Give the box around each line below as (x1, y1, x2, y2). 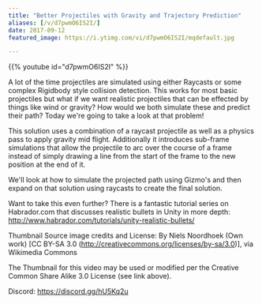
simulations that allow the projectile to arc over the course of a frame (8, 143, 233, 152)
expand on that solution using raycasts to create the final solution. (8, 183, 223, 193)
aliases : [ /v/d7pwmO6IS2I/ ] (8, 19, 101, 27)
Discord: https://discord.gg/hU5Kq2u (8, 287, 129, 296)
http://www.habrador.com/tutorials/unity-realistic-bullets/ (8, 216, 195, 225)
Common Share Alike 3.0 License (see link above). (8, 272, 172, 281)
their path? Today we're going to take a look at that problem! (8, 111, 204, 121)
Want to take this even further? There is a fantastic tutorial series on (8, 199, 229, 208)
